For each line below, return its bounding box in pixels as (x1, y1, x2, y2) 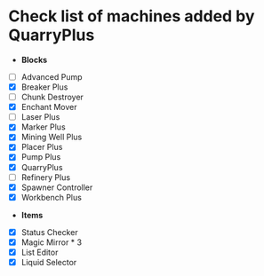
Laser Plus (20, 112, 60, 122)
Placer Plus (20, 142, 63, 153)
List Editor (20, 247, 59, 257)
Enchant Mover (20, 102, 77, 113)
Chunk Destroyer (20, 91, 84, 103)
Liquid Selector (20, 256, 77, 267)
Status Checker (20, 226, 78, 237)
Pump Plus (20, 152, 61, 162)
